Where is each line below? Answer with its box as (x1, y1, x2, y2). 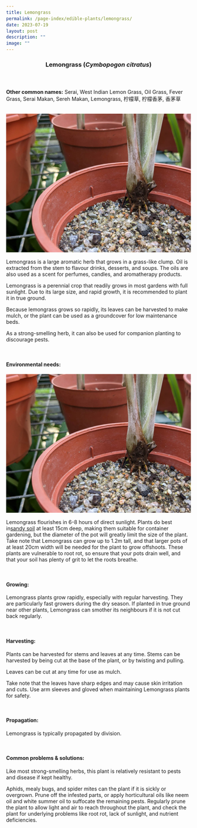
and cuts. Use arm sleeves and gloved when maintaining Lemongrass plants (6, 685, 190, 692)
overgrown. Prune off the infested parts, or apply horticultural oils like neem (6, 791, 189, 798)
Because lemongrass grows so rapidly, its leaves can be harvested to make (6, 306, 188, 313)
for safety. (6, 692, 31, 699)
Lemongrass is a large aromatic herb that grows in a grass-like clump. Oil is (6, 258, 188, 265)
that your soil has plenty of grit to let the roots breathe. (6, 556, 138, 563)
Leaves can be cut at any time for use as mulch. (6, 668, 122, 675)
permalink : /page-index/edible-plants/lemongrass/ (6, 15, 133, 22)
